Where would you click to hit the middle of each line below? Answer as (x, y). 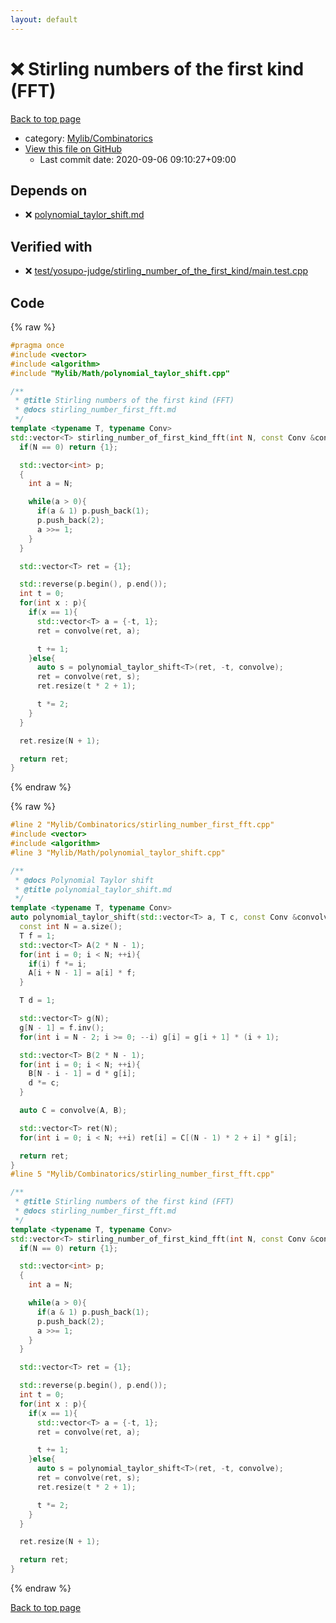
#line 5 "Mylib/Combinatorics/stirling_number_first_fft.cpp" (142, 1174)
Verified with (51, 246)
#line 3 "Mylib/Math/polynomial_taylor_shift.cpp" (118, 852)
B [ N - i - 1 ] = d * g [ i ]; (82, 1074)
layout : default (44, 19)
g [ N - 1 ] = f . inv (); (62, 1027)
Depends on (49, 190)
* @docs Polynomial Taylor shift (84, 880)
